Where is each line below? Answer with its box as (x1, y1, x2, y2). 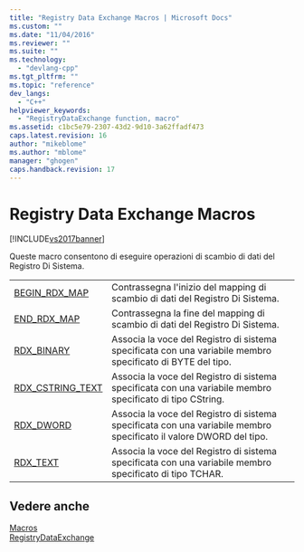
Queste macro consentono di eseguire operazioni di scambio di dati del (9, 251, 276, 262)
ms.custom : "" (9, 22, 63, 31)
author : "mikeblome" (9, 139, 88, 148)
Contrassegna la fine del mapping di (111, 307, 265, 319)
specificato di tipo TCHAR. (111, 468, 224, 481)
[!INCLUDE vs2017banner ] (9, 233, 106, 244)
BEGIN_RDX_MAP (14, 287, 89, 300)
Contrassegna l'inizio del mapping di (111, 281, 267, 294)
